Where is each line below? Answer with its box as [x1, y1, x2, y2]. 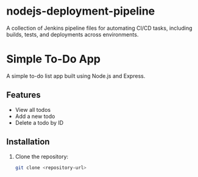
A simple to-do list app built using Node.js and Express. [6, 72, 146, 80]
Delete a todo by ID [15, 119, 64, 126]
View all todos [15, 106, 51, 113]
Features [6, 90, 41, 100]
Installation [6, 137, 50, 147]
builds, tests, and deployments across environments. [6, 30, 139, 38]
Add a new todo [15, 113, 55, 120]
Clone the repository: [15, 153, 69, 160]
